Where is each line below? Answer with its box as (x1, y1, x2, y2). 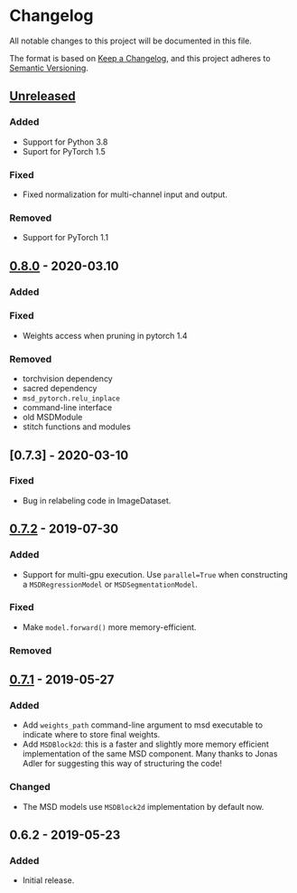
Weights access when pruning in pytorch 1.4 (22, 330, 188, 341)
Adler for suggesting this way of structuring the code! (22, 758, 223, 769)
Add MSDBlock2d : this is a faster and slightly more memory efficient (22, 738, 269, 750)
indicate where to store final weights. (22, 729, 161, 740)
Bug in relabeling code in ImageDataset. (22, 494, 172, 506)
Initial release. (22, 875, 75, 886)
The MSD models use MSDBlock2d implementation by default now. (22, 801, 265, 812)
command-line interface (22, 402, 113, 413)
